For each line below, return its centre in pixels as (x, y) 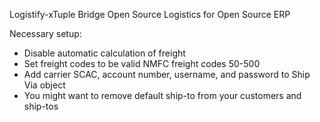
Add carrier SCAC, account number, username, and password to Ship (167, 74)
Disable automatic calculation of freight (104, 53)
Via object (44, 85)
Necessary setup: (45, 33)
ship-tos (41, 106)
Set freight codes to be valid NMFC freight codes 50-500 (142, 63)
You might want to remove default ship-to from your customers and (162, 95)
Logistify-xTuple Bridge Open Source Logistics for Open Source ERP (150, 14)
